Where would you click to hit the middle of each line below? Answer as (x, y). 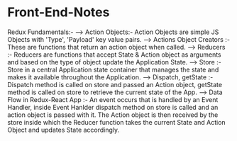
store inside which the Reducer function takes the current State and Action (116, 122)
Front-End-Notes (59, 12)
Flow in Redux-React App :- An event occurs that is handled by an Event (113, 99)
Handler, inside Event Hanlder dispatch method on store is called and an (113, 107)
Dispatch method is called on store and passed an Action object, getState (115, 84)
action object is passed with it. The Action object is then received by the (113, 115)
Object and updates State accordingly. (64, 130)
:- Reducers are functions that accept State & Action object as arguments (114, 55)
